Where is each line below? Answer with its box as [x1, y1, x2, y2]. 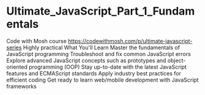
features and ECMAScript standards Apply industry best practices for [6, 69, 182, 77]
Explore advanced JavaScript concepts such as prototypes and [6, 57, 166, 64]
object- [167, 57, 186, 64]
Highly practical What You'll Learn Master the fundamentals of [23, 44, 181, 51]
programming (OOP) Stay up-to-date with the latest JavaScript [28, 63, 187, 71]
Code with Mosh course [6, 37, 67, 44]
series [6, 44, 22, 51]
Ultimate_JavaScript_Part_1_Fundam [6, 4, 195, 18]
